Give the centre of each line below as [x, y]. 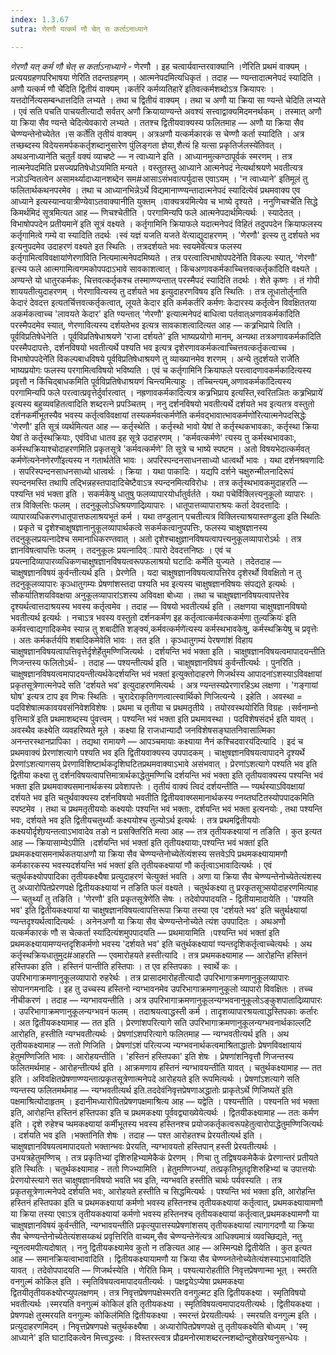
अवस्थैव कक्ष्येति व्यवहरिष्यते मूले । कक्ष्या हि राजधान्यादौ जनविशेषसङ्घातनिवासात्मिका [143, 730]
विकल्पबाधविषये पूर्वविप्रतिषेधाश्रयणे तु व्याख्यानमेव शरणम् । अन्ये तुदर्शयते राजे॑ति [178, 358]
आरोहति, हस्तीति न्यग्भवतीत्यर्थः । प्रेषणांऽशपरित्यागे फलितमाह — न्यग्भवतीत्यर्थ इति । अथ [150, 1033]
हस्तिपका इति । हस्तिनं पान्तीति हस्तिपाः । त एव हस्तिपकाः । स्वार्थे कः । [124, 966]
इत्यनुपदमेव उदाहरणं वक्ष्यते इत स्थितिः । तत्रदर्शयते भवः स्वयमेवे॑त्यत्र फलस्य [126, 246]
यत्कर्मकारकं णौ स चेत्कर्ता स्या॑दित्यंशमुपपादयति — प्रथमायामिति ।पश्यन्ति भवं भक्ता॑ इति [145, 932]
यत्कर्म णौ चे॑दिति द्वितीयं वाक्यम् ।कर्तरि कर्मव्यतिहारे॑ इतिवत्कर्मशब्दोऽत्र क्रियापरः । [150, 88]
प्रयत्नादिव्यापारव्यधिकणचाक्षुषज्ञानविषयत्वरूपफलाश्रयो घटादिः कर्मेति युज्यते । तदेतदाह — [146, 561]
